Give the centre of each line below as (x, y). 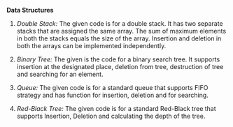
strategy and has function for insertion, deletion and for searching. (113, 95)
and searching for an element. (60, 74)
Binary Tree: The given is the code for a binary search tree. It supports (118, 59)
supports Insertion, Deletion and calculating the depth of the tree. (111, 116)
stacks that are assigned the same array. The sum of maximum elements (121, 31)
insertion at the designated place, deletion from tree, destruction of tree (120, 67)
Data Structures (30, 10)
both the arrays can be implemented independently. (91, 46)
